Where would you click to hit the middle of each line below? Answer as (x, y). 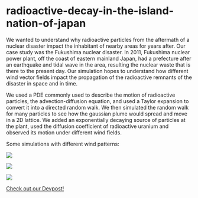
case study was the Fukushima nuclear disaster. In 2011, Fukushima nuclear (98, 52)
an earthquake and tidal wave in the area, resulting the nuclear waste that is (98, 65)
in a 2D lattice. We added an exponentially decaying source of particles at (96, 120)
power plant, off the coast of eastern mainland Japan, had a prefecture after (99, 58)
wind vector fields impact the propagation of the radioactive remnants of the (99, 77)
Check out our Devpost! (35, 188)
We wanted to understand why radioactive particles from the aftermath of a (98, 39)
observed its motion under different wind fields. (64, 132)
